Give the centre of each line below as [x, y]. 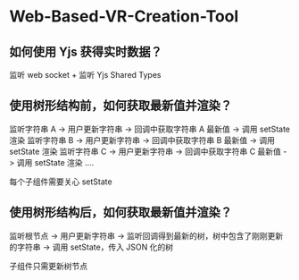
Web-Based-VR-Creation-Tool [124, 17]
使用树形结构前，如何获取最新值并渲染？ [120, 106]
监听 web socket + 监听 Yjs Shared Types [85, 75]
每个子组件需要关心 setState [61, 182]
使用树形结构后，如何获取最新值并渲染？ [120, 212]
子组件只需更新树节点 [48, 266]
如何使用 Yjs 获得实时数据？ [86, 51]
